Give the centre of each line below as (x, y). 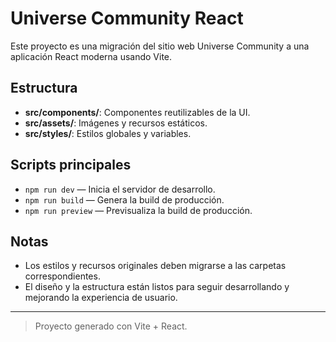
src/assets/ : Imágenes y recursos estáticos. (116, 123)
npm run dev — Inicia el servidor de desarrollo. (120, 189)
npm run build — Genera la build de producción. (124, 199)
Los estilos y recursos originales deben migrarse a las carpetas (155, 266)
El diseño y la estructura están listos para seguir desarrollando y (157, 287)
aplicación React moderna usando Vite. (91, 56)
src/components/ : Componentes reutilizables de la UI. (137, 112)
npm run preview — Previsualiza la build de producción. (138, 210)
